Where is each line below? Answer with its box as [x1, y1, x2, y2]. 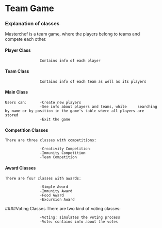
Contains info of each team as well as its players [39, 79, 146, 84]
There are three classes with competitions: [5, 138, 97, 143]
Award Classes [5, 165, 36, 171]
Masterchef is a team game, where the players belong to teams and [5, 31, 140, 37]
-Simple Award [39, 184, 68, 189]
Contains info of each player [39, 58, 101, 63]
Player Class [5, 47, 31, 53]
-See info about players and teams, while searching [39, 105, 158, 109]
